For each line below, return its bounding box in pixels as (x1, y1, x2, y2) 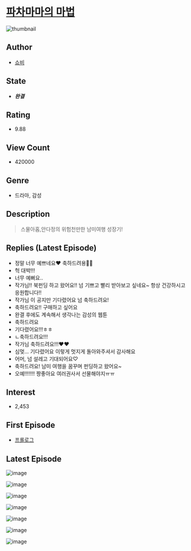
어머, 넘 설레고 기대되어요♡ (14, 355, 78, 362)
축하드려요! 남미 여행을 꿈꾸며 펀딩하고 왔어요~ (14, 362, 122, 369)
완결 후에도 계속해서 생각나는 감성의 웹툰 (14, 311, 108, 318)
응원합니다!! (14, 289, 42, 296)
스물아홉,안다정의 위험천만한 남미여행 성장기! (20, 225, 123, 233)
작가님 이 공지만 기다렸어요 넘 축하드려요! (14, 296, 109, 303)
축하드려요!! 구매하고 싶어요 (14, 303, 78, 311)
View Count (6, 143, 50, 153)
